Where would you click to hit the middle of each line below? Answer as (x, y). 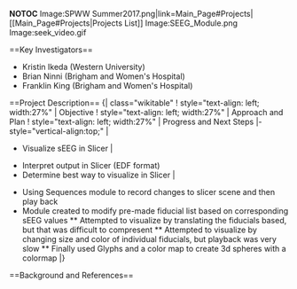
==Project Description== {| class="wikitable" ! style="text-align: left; (134, 103)
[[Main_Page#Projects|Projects (66, 23)
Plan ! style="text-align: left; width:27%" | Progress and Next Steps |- (136, 121)
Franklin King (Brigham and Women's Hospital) (107, 86)
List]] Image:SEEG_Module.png (180, 23)
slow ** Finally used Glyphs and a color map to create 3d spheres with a (154, 249)
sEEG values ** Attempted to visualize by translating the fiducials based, (154, 220)
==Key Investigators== (51, 50)
